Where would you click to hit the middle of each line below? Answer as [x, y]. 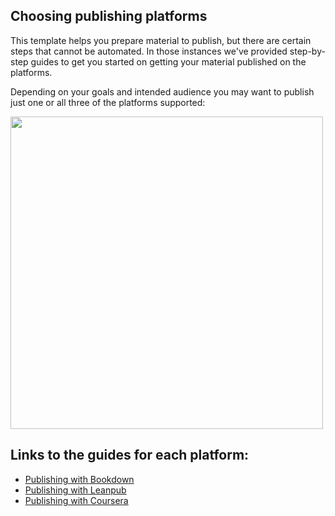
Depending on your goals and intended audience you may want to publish [162, 91]
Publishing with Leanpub [75, 490]
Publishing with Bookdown [79, 479]
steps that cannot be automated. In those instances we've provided [149, 51]
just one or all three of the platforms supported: [108, 102]
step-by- [307, 51]
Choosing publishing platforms [109, 16]
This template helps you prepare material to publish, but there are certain [161, 40]
